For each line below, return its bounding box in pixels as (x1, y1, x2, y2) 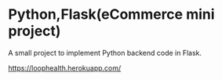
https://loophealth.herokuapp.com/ (8, 63, 122, 72)
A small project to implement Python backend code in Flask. (8, 48, 202, 57)
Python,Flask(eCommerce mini (8, 5, 215, 24)
